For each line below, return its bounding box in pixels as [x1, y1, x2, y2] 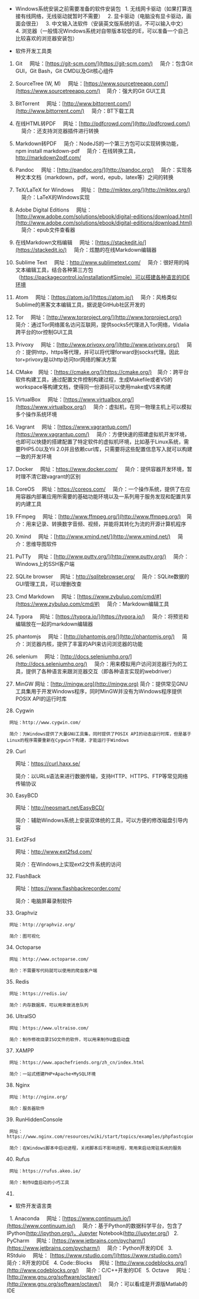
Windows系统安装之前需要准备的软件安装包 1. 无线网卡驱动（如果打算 [15, 5, 188, 12]
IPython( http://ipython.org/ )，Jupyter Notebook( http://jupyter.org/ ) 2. [6, 1230, 179, 1237]
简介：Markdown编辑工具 [106, 600, 169, 607]
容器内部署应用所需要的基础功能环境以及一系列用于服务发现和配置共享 [20, 493, 191, 500]
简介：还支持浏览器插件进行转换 [21, 127, 99, 135]
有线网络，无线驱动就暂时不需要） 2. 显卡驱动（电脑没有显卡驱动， [20, 12, 187, 20]
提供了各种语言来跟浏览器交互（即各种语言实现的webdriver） [25, 668, 175, 674]
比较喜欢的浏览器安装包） [15, 35, 78, 41]
